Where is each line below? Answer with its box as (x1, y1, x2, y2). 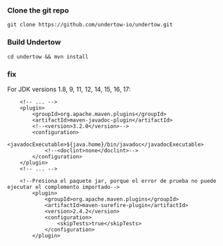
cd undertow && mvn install (7, 53, 89, 60)
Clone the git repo (7, 6, 70, 15)
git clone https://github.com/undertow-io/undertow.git (7, 22, 173, 28)
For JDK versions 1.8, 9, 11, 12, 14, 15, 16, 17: (7, 85, 131, 93)
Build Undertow (7, 38, 61, 47)
